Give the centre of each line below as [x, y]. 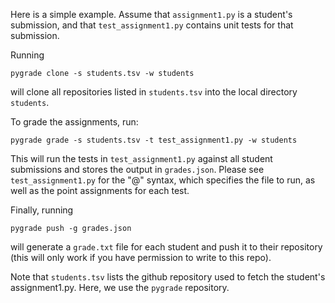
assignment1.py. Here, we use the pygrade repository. [120, 287]
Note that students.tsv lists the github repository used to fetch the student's [168, 277]
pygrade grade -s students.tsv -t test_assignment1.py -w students [154, 140]
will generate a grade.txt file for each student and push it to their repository [166, 247]
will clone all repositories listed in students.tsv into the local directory [154, 92]
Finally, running [42, 210]
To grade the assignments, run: [74, 122]
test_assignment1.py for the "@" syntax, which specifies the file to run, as [163, 180]
